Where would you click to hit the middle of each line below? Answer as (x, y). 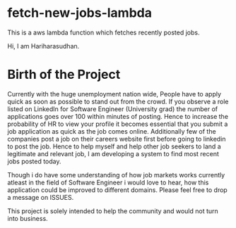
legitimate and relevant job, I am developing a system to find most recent (113, 153)
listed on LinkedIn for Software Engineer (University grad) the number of (112, 109)
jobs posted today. (34, 161)
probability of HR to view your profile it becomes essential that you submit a (118, 124)
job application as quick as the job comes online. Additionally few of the (112, 131)
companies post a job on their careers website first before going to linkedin (117, 139)
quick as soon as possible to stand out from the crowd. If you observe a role (118, 101)
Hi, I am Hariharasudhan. (43, 46)
